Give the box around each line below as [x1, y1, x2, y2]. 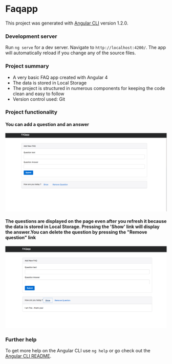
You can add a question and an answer [5, 121, 90, 128]
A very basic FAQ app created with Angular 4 [12, 74, 108, 80]
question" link [5, 235, 36, 241]
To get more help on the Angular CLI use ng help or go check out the [5, 347, 150, 353]
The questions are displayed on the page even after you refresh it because [5, 218, 167, 224]
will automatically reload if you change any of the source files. [5, 50, 136, 56]
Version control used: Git [12, 96, 66, 102]
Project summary [5, 62, 50, 70]
